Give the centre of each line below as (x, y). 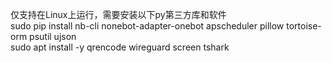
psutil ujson (53, 36)
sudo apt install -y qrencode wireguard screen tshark (120, 47)
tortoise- (304, 26)
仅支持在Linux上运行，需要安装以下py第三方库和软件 (118, 14)
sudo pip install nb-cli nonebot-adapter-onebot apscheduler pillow (147, 26)
